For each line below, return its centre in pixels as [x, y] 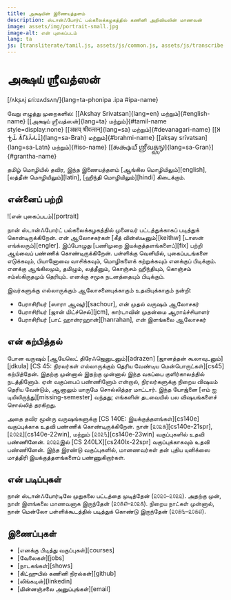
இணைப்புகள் [32, 533]
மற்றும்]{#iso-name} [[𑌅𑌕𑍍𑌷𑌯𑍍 [94, 147]
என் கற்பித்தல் [35, 342]
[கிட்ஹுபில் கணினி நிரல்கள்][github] [67, 574]
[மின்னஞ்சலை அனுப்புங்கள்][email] [64, 589]
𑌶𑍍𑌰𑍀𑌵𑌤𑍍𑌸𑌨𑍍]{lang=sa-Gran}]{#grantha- [176, 147]
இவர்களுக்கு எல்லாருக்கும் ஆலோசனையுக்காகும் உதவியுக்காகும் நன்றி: [99, 290]
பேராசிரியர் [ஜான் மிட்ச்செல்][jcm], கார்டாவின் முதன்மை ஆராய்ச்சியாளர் [113, 312]
